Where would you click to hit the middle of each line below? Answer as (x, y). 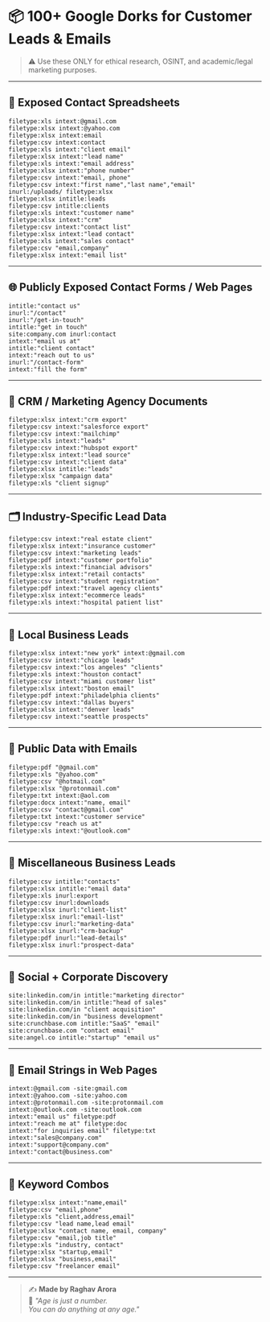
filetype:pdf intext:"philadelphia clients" (84, 696)
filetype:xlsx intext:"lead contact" (72, 234)
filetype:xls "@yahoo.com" (53, 775)
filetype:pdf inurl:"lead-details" (68, 938)
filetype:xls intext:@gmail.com (62, 121)
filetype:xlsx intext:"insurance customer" (82, 546)
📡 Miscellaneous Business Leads (92, 863)
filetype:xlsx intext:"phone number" (72, 171)
